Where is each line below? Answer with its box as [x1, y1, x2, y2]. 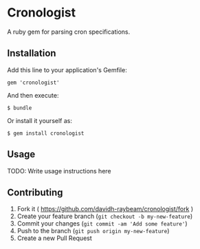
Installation [7, 47, 56, 59]
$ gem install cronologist [7, 129, 85, 137]
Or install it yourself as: [7, 116, 72, 124]
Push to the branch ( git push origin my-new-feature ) [16, 227, 170, 235]
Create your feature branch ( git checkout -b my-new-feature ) [16, 212, 193, 221]
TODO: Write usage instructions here [7, 166, 111, 175]
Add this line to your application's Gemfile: [7, 65, 127, 74]
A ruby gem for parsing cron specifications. [7, 28, 131, 36]
